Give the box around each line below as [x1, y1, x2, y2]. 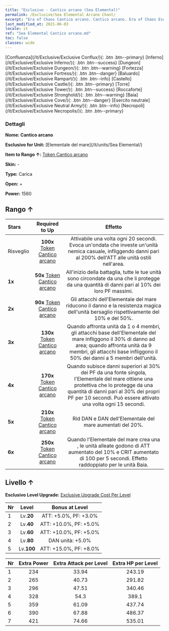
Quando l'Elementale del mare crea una [67, 435, 160, 443]
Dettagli [5, 120, 25, 127]
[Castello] [111, 75, 132, 81]
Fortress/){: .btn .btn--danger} [54, 70, 117, 76]
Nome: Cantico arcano [5, 132, 53, 138]
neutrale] [131, 97, 150, 103]
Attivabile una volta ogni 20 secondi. [70, 235, 157, 242]
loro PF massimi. [94, 287, 133, 295]
